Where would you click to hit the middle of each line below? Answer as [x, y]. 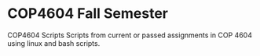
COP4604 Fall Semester [88, 14]
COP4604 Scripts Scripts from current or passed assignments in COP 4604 [130, 35]
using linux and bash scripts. [54, 43]
